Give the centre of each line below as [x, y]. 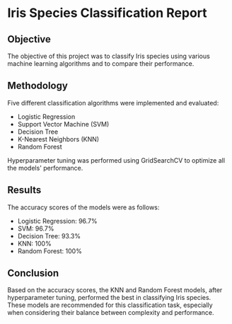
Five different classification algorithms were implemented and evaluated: [113, 103]
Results [24, 190]
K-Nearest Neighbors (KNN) [58, 139]
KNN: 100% [34, 243]
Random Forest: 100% [50, 251]
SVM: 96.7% [36, 228]
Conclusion [33, 273]
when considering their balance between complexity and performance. [111, 313]
